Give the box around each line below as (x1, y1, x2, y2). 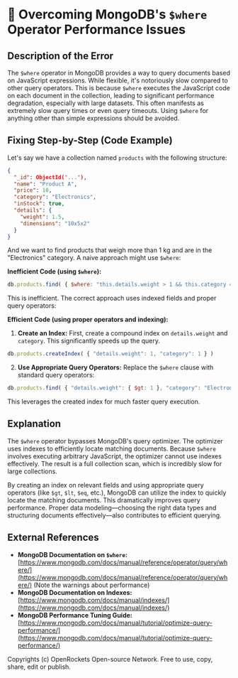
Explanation (7, 418, 62, 430)
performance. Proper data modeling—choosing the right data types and (7, 503, 217, 512)
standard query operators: (17, 371, 95, 380)
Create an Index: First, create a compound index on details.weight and (17, 329, 228, 338)
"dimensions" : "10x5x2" (20, 220, 91, 227)
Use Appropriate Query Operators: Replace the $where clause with (17, 363, 214, 372)
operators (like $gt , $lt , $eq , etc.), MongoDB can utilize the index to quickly (7, 488, 227, 497)
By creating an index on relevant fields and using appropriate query (7, 480, 204, 489)
